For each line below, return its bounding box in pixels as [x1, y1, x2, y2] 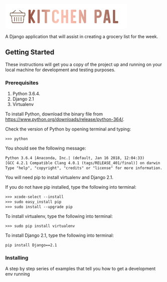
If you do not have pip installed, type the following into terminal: [5, 184, 137, 190]
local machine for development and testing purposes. [5, 67, 116, 73]
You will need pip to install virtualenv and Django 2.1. [5, 175, 114, 181]
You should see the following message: [5, 145, 86, 152]
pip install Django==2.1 [5, 243, 57, 248]
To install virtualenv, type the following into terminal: [5, 213, 113, 219]
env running [5, 271, 30, 277]
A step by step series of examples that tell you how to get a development [5, 265, 156, 272]
